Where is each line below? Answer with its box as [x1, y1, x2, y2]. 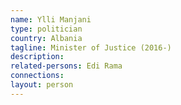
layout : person [10, 80, 74, 90]
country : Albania [10, 33, 83, 43]
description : [10, 52, 65, 62]
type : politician [10, 24, 83, 34]
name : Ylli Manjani [10, 14, 92, 25]
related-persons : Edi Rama [10, 61, 123, 71]
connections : [10, 71, 65, 81]
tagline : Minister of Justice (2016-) [10, 42, 172, 53]
